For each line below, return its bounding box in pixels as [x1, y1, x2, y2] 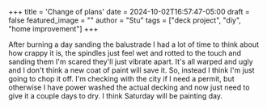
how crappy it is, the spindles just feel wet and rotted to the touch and [8, 48, 241, 57]
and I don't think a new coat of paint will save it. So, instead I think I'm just [8, 65, 255, 75]
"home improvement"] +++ [8, 24, 99, 33]
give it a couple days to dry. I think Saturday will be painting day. [8, 91, 222, 100]
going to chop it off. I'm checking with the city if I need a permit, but [8, 74, 235, 83]
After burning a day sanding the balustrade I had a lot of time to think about [8, 40, 259, 49]
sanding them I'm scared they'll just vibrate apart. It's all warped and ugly [8, 57, 253, 66]
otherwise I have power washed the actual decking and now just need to [8, 82, 250, 92]
